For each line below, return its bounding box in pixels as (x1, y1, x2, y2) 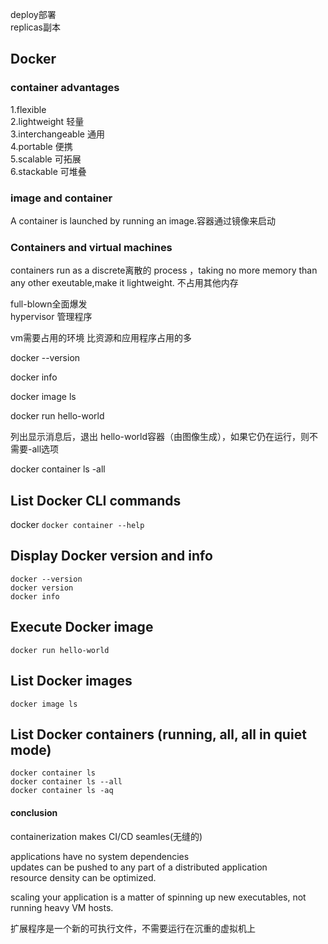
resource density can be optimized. (10, 871, 157, 883)
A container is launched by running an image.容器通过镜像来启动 (10, 214, 277, 227)
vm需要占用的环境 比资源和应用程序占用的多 (10, 332, 193, 344)
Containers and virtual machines (10, 240, 173, 254)
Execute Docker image (10, 619, 154, 636)
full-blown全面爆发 (10, 298, 88, 310)
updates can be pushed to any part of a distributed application (10, 861, 268, 873)
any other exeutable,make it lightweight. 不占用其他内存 (10, 277, 239, 289)
